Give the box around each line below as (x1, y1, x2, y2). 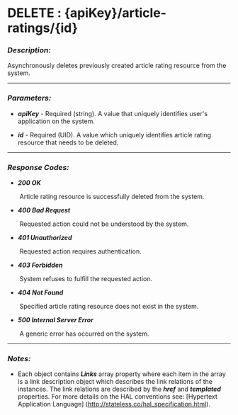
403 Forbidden (17, 261, 63, 270)
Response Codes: (7, 162, 69, 172)
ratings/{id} (7, 20, 78, 36)
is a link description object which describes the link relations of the (17, 377, 212, 386)
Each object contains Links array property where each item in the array (17, 370, 227, 378)
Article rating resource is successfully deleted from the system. (19, 193, 205, 201)
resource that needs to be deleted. (17, 138, 119, 147)
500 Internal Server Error (17, 316, 93, 324)
